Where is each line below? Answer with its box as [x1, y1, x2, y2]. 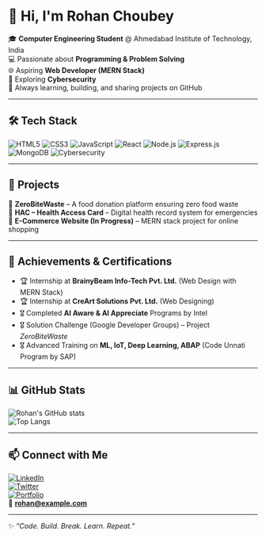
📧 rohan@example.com [8, 498, 88, 508]
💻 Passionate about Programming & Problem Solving [8, 54, 184, 63]
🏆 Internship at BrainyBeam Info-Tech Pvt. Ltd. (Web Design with [19, 277, 237, 286]
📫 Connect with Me [8, 448, 108, 462]
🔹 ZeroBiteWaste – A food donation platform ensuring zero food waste [8, 199, 239, 208]
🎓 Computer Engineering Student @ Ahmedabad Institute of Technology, [8, 33, 253, 43]
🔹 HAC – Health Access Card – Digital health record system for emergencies [8, 208, 258, 217]
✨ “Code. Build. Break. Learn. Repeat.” [8, 521, 135, 530]
